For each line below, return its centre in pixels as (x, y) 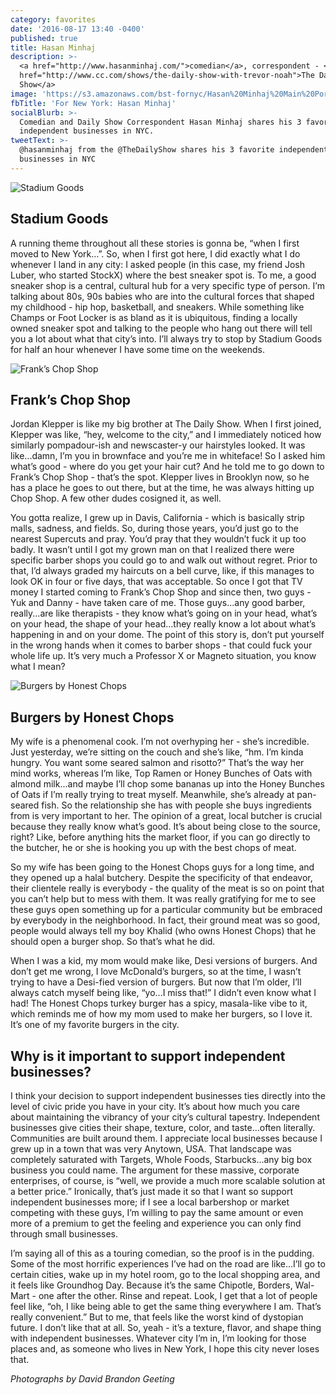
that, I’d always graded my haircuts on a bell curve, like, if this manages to (162, 571)
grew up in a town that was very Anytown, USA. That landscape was (151, 1149)
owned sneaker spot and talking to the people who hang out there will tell (161, 328)
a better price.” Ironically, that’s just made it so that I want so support (151, 1191)
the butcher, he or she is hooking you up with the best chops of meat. (153, 848)
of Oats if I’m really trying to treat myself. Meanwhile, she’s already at (152, 795)
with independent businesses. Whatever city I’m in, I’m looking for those (158, 1338)
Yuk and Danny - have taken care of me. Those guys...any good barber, (158, 603)
